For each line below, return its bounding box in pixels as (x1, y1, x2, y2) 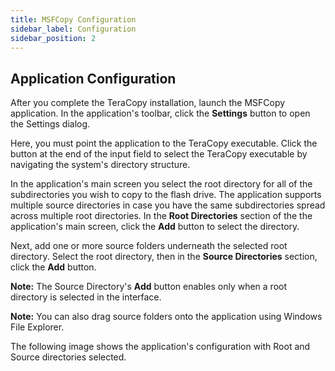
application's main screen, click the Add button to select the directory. (10, 221, 300, 233)
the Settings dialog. (10, 118, 91, 130)
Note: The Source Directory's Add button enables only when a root (10, 281, 288, 293)
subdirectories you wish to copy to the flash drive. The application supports (10, 189, 322, 201)
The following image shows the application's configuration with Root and (10, 341, 311, 353)
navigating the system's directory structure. (10, 159, 191, 171)
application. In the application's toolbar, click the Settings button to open (10, 107, 311, 120)
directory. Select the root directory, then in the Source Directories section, (10, 251, 318, 263)
